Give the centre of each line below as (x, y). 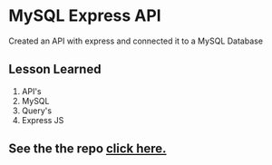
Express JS (43, 120)
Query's (36, 111)
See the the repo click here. (87, 149)
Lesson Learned (55, 69)
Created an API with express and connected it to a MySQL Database (136, 41)
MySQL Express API (85, 16)
